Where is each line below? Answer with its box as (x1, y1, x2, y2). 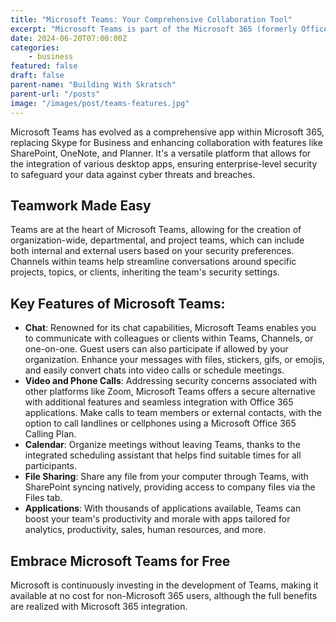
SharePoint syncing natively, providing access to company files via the (24, 481, 316, 493)
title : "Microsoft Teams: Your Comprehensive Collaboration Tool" (10, 14, 293, 25)
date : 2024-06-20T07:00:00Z (10, 33, 128, 43)
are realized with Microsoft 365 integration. (10, 600, 188, 612)
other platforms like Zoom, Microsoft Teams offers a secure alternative (24, 386, 316, 398)
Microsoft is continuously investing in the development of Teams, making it (10, 579, 319, 591)
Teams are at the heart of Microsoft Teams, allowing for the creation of (10, 224, 302, 236)
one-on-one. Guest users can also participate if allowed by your (24, 343, 289, 355)
